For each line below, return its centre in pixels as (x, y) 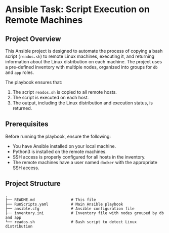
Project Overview (33, 39)
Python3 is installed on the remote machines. (60, 151)
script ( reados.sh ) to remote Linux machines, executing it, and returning (80, 56)
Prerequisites (27, 124)
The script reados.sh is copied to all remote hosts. (65, 92)
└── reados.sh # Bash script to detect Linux (71, 222)
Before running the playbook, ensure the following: (58, 136)
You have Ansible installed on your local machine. (64, 146)
